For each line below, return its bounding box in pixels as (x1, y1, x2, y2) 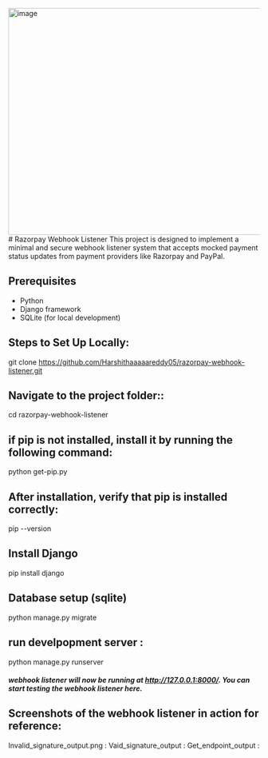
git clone (8, 357, 37, 367)
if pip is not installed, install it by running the (8, 433, 233, 447)
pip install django (8, 568, 65, 577)
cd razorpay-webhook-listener (8, 410, 109, 420)
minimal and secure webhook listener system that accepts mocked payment (8, 243, 258, 252)
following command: (8, 445, 113, 459)
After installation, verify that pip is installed (8, 490, 228, 504)
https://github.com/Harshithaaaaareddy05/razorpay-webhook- (38, 357, 245, 367)
